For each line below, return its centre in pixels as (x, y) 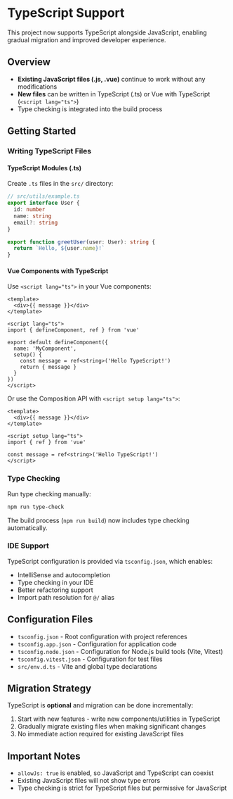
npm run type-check (36, 507)
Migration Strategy (49, 689)
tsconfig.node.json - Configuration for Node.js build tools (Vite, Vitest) (120, 651)
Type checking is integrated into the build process (90, 109)
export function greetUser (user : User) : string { (81, 242)
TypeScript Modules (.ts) (45, 168)
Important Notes (44, 756)
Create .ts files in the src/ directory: (60, 184)
